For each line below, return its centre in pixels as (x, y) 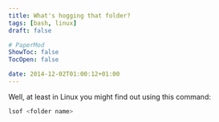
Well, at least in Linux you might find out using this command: (109, 96)
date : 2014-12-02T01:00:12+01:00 (64, 74)
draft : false (30, 30)
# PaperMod (26, 45)
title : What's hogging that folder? (69, 16)
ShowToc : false (34, 53)
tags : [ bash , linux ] (43, 23)
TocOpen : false (34, 60)
